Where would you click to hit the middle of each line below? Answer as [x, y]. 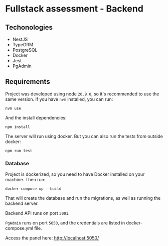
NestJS [20, 39]
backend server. [22, 203]
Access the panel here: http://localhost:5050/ [52, 238]
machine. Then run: [25, 180]
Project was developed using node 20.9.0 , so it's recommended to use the [82, 94]
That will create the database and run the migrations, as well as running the [83, 198]
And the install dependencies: [36, 117]
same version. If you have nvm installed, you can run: [59, 99]
